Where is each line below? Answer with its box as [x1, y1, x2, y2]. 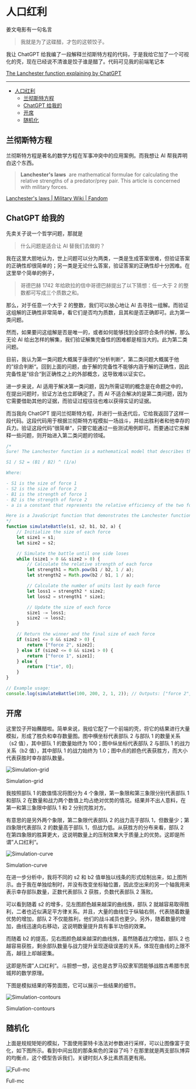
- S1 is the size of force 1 [6, 480, 77, 486]
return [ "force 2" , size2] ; [27, 642, 95, 648]
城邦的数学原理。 [6, 969, 47, 976]
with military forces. [20, 183, 68, 190]
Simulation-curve [6, 861, 48, 868]
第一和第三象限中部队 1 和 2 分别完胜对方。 [6, 804, 109, 811]
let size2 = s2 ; [16, 540, 57, 546]
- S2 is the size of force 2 [6, 486, 77, 492]
